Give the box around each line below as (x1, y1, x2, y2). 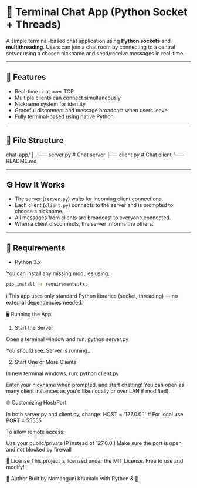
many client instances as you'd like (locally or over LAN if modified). (6, 387, 171, 395)
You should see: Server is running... (6, 347, 92, 355)
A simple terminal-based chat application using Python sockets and (6, 37, 171, 44)
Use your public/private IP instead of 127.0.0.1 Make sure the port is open (6, 440, 182, 447)
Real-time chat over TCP (14, 88, 74, 95)
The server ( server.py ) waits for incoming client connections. (14, 195, 164, 202)
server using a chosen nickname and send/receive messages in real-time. (6, 49, 185, 56)
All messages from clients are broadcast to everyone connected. (14, 214, 171, 221)
